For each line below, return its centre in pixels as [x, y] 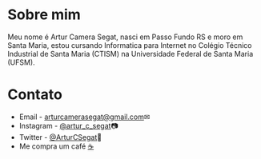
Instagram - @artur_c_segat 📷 [68, 125]
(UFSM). [21, 62]
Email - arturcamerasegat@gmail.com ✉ [84, 117]
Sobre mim [44, 15]
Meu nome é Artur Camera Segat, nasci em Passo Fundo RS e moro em [125, 37]
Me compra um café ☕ [56, 146]
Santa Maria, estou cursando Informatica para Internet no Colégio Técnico [130, 45]
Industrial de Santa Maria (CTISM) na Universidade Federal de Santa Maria [130, 54]
